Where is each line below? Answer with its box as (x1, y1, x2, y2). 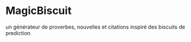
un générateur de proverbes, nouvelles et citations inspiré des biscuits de (5, 23, 185, 30)
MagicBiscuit (5, 4, 72, 17)
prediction (5, 29, 31, 36)
